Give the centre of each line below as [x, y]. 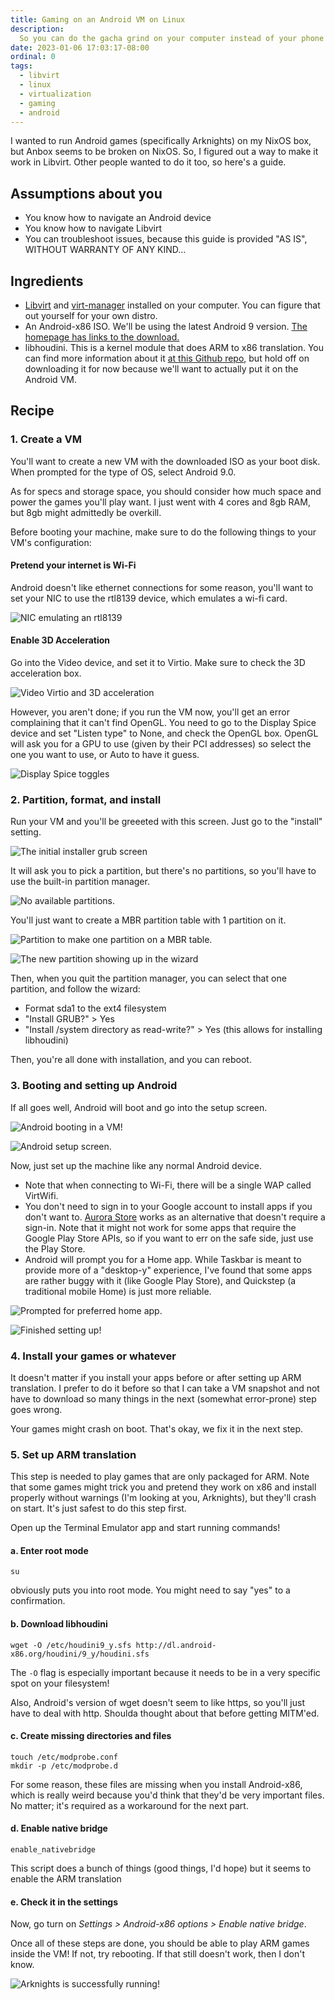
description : [37, 29]
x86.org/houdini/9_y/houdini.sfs [80, 1654]
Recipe [32, 411]
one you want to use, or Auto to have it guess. [105, 755]
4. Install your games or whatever [93, 1356]
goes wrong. [36, 1409]
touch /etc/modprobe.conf [64, 1757]
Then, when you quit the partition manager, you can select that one [148, 978]
